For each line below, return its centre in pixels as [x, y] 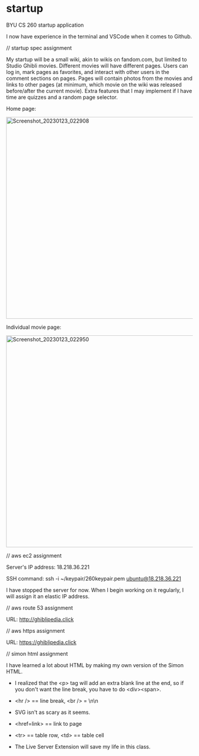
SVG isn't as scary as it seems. [52, 712]
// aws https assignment [36, 630]
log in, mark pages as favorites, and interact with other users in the [88, 72]
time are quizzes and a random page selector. [62, 97]
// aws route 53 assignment [39, 608]
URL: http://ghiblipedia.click [40, 619]
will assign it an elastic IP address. [48, 596]
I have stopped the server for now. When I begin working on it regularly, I [95, 590]
